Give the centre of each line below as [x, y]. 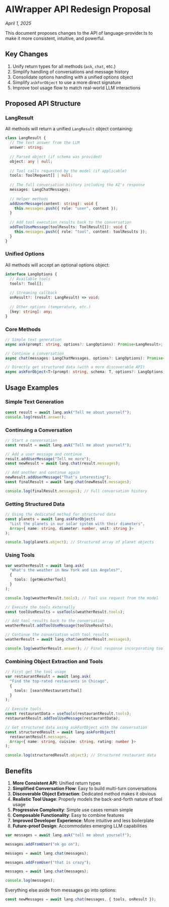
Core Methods [23, 329]
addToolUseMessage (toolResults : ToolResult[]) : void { [68, 227]
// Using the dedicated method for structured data [60, 515]
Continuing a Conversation [39, 430]
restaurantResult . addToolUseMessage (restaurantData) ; [63, 719]
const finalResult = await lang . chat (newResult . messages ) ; [68, 482]
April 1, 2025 [18, 23]
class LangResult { [26, 138]
